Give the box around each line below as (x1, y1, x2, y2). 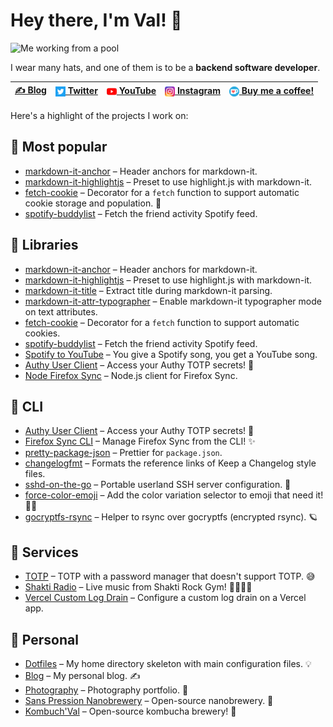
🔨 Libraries (10, 237, 79, 254)
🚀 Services (10, 544, 79, 561)
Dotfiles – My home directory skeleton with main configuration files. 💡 (24, 658, 312, 669)
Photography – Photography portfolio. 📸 (24, 684, 189, 696)
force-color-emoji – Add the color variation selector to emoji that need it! (24, 489, 324, 501)
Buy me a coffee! (241, 85, 315, 97)
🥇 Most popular (10, 139, 108, 156)
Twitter (67, 85, 98, 97)
